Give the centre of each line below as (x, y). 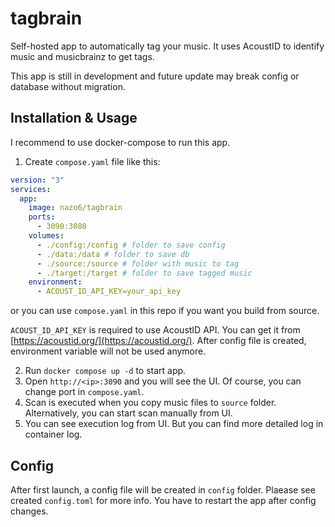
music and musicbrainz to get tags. (82, 56)
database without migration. (68, 86)
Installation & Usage (74, 118)
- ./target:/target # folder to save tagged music (144, 273)
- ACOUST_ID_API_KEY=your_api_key (109, 292)
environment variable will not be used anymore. (108, 351)
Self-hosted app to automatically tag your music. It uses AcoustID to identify (167, 46)
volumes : (46, 236)
